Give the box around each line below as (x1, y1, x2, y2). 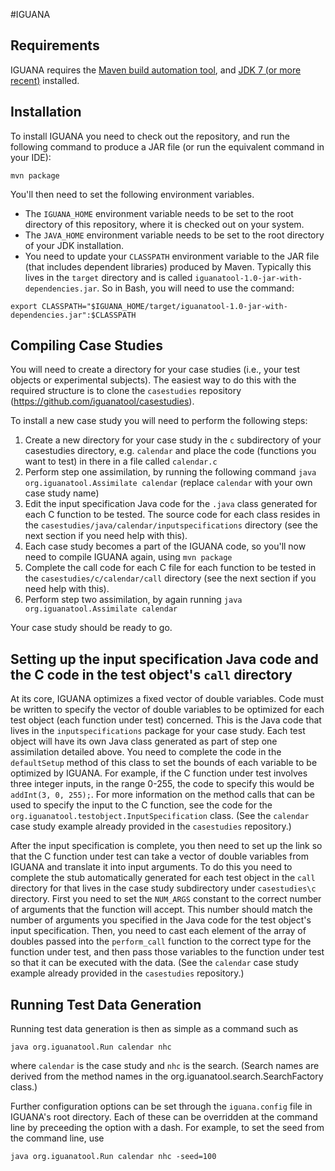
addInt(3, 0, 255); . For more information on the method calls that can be (10, 789, 315, 801)
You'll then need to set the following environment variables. (10, 188, 255, 200)
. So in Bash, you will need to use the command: (96, 282, 295, 294)
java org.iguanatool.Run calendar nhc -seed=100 (10, 1152, 217, 1162)
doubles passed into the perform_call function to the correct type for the (10, 935, 312, 948)
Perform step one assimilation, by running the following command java (24, 466, 317, 478)
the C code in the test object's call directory (10, 666, 293, 683)
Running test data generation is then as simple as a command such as (10, 1023, 299, 1035)
